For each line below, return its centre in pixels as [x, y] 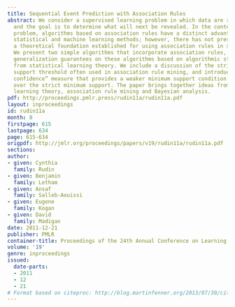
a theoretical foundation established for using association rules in [119, 46]
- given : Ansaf [29, 189]
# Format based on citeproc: [50, 293]
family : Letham [36, 182]
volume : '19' [26, 247]
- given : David [29, 215]
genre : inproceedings [39, 254]
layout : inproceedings [40, 105]
